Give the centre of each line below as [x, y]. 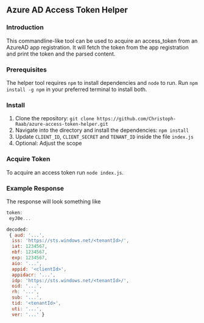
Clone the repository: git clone [55, 118]
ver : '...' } [28, 314]
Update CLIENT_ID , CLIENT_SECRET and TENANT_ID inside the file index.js [104, 137]
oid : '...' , [27, 286]
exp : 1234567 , [30, 258]
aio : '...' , [27, 263]
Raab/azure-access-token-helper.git [62, 125]
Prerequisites [26, 70]
